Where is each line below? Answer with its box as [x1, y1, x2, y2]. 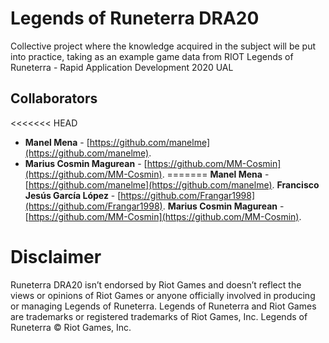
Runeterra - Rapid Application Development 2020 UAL [10, 61, 234, 73]
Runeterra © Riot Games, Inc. [10, 321, 132, 333]
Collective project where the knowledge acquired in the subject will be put [10, 40, 317, 52]
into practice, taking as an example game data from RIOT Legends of [10, 50, 294, 62]
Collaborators [10, 90, 98, 107]
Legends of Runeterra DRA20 [10, 7, 260, 30]
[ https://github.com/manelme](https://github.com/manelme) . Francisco [24, 178, 320, 191]
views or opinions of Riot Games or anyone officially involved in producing [10, 289, 316, 301]
